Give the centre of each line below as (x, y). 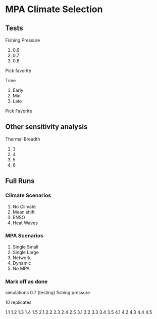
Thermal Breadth (23, 139)
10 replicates (18, 302)
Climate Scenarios (28, 195)
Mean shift (24, 212)
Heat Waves (25, 223)
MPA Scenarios (24, 236)
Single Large (26, 252)
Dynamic (22, 263)
